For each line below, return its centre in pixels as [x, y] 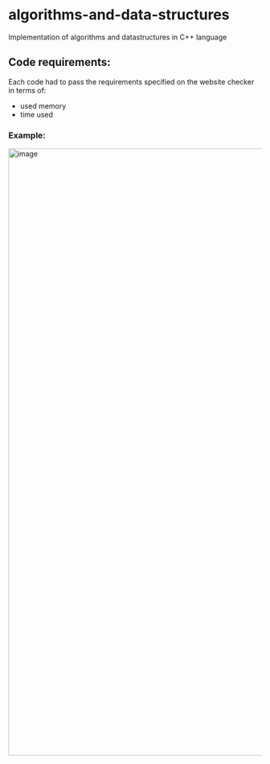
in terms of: [27, 90]
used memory [43, 105]
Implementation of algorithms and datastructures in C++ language [118, 37]
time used [37, 114]
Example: [27, 135]
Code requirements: [59, 62]
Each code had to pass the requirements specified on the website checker [131, 81]
